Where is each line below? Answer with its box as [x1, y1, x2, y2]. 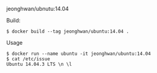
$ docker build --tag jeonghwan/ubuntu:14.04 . [6, 28, 130, 34]
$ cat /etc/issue [6, 56, 51, 62]
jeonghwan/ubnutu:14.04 [6, 5, 69, 12]
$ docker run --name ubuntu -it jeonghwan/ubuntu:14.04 [6, 51, 151, 57]
